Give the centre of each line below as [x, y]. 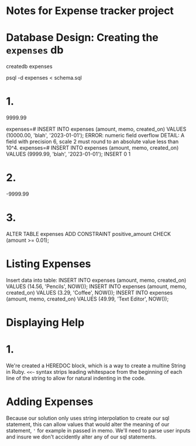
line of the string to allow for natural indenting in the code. [76, 378]
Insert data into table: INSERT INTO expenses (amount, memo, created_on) [96, 280]
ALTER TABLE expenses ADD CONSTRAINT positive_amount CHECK [89, 234]
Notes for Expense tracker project [90, 11]
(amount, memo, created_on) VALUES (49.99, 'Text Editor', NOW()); [87, 299]
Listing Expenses [49, 264]
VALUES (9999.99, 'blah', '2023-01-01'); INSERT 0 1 [68, 154]
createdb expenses [29, 66]
